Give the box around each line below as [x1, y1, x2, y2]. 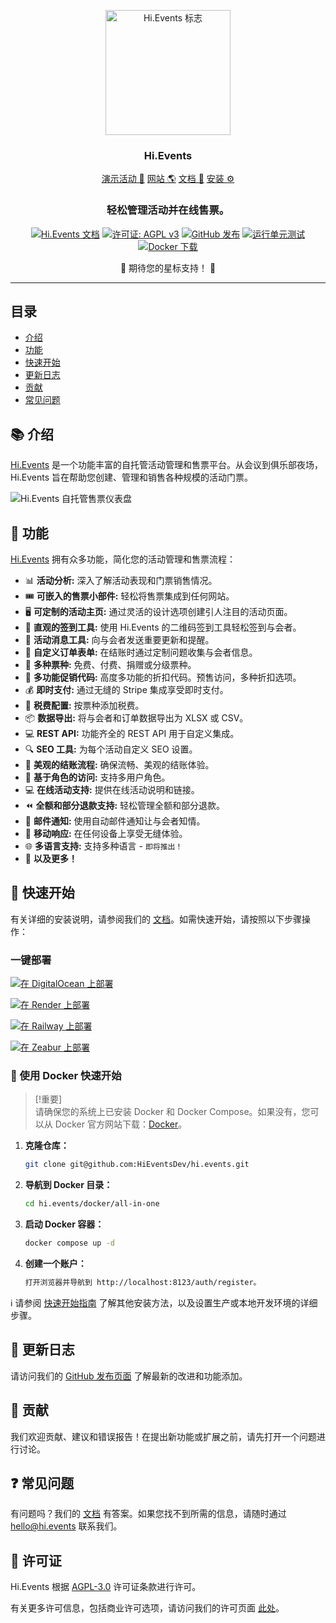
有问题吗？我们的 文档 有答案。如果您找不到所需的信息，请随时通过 [10, 1508, 287, 1520]
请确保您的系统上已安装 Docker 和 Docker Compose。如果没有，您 [34, 1106, 311, 1118]
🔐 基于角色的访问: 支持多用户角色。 [24, 771, 171, 784]
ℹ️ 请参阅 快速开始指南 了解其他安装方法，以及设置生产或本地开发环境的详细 [10, 1296, 318, 1309]
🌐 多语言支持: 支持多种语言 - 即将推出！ [24, 840, 183, 852]
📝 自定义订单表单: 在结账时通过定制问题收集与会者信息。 [24, 646, 258, 659]
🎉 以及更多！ [24, 853, 78, 865]
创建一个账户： [24, 1258, 87, 1270]
